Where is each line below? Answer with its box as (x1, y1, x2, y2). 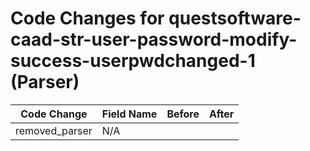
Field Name (101, 107, 158, 121)
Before (166, 107, 200, 121)
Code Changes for (10, 7, 165, 30)
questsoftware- (168, 7, 302, 30)
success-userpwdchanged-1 (10, 50, 256, 72)
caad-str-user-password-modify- (10, 28, 298, 51)
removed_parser (15, 123, 93, 137)
